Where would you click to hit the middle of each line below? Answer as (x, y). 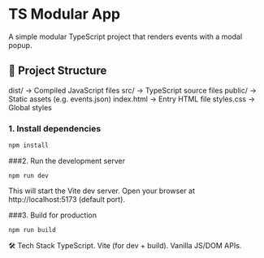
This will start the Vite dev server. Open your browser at (102, 191)
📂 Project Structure (58, 71)
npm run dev (28, 175)
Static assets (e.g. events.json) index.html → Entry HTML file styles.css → (132, 99)
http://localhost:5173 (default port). (67, 199)
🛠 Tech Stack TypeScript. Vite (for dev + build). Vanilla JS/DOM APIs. (125, 245)
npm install (28, 146)
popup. (20, 45)
